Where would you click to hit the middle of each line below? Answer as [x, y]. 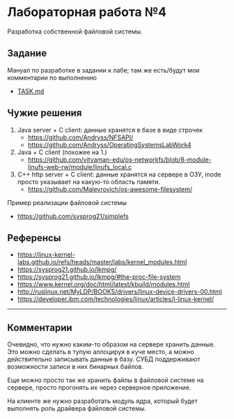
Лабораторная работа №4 [87, 12]
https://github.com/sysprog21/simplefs [73, 216]
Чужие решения [45, 113]
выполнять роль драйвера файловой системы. [77, 409]
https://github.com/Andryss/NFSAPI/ [80, 137]
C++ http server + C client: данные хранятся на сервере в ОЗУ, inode [119, 174]
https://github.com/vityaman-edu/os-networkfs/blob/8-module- [119, 159]
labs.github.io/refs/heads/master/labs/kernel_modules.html [102, 262]
